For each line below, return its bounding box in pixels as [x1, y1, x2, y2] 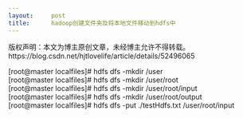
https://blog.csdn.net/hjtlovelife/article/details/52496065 [8, 51, 195, 61]
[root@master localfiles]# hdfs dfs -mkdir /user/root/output [8, 92, 202, 101]
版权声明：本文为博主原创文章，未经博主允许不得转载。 [8, 41, 190, 52]
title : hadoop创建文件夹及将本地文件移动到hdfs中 [8, 19, 176, 27]
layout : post [8, 11, 66, 20]
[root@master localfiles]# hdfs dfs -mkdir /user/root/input [8, 83, 198, 92]
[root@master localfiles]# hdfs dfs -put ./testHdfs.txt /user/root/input [8, 100, 235, 110]
